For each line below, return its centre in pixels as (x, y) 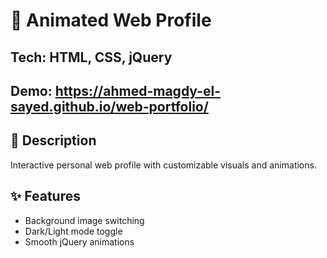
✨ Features (45, 196)
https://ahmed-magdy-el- (138, 90)
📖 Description (53, 140)
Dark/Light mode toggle (73, 231)
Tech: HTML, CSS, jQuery (91, 57)
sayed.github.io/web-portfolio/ (109, 106)
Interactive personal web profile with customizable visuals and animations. (163, 165)
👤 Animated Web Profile (111, 20)
